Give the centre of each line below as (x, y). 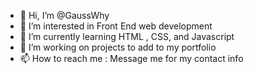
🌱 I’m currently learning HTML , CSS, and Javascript (127, 36)
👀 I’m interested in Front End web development (116, 26)
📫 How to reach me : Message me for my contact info (131, 58)
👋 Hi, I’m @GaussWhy (64, 15)
